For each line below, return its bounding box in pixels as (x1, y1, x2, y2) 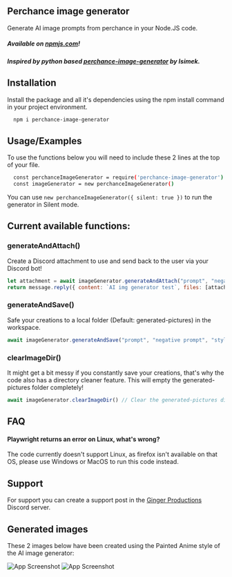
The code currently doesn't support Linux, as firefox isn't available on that (7, 450, 217, 458)
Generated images (7, 523, 88, 535)
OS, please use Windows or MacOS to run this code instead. (7, 458, 180, 466)
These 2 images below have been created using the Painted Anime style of (7, 542, 221, 550)
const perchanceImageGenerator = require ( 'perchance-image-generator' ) (13, 174, 224, 182)
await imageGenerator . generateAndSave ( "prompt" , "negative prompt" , (7, 336, 209, 344)
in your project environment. (7, 103, 88, 111)
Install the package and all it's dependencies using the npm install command (7, 95, 224, 104)
